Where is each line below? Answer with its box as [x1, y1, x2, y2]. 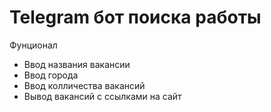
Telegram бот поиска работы [9, 6, 262, 29]
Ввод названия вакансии [23, 58, 131, 70]
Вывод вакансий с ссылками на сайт [23, 90, 182, 102]
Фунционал [9, 39, 58, 51]
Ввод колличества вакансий [23, 79, 146, 91]
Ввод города [23, 69, 79, 81]
